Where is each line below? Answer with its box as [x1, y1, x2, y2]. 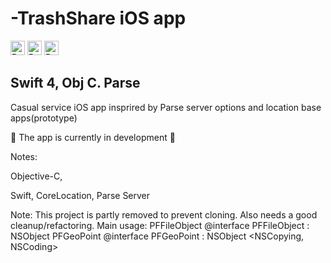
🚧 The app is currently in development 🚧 [10, 131, 176, 143]
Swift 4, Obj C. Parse [10, 75, 141, 92]
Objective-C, [10, 170, 63, 182]
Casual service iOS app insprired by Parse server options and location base [10, 101, 322, 113]
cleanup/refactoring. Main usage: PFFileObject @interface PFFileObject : [10, 219, 310, 231]
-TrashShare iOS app [10, 7, 187, 30]
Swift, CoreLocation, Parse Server [10, 189, 151, 201]
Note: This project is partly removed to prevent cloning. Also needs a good [10, 208, 318, 221]
